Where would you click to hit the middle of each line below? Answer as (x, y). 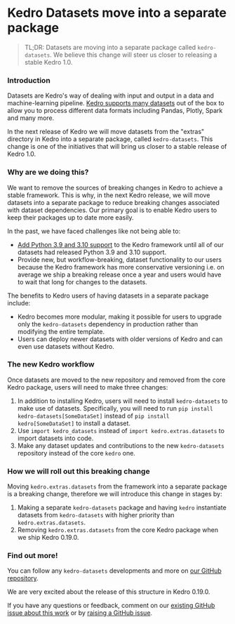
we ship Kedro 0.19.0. (48, 538)
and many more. (31, 118)
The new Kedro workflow (51, 364)
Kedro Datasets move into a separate (117, 13)
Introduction (29, 80)
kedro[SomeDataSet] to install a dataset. (74, 423)
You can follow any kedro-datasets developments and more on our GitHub (115, 571)
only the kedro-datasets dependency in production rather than (108, 324)
